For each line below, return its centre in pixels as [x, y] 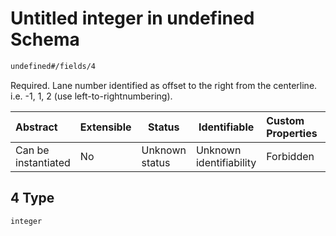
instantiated [43, 162]
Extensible [105, 127]
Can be [32, 150]
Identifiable [226, 127]
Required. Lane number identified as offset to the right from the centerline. [164, 85]
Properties [292, 133]
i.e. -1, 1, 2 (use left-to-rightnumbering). [91, 96]
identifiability [226, 162]
